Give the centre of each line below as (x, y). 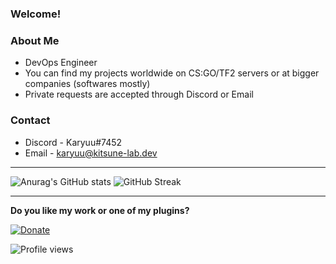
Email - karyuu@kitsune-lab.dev (91, 153)
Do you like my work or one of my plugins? (100, 210)
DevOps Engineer (61, 63)
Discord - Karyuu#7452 (73, 142)
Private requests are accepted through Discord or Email (139, 94)
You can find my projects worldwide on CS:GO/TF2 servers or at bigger (172, 73)
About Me (35, 40)
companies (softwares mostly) (87, 84)
